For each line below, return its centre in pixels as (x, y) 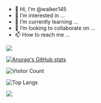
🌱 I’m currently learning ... (46, 22)
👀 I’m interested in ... (40, 15)
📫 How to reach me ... (42, 35)
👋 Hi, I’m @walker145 (41, 9)
